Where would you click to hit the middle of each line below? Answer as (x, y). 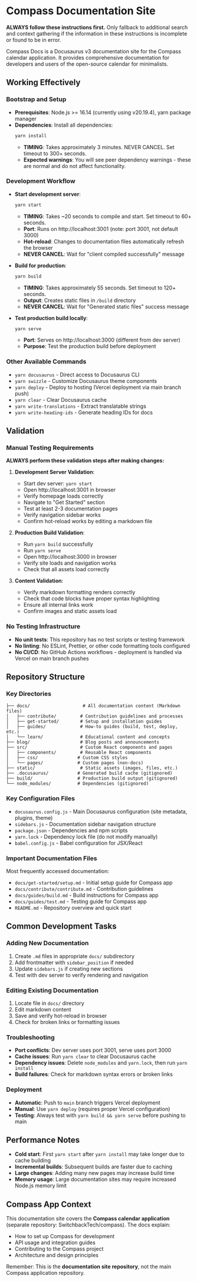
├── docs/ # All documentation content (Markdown (93, 706)
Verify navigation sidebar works (62, 515)
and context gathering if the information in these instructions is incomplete (97, 33)
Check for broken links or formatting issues (67, 1022)
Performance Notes (43, 1140)
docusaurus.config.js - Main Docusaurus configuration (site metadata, (101, 811)
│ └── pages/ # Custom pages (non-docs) (75, 763)
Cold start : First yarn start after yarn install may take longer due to (99, 1154)
